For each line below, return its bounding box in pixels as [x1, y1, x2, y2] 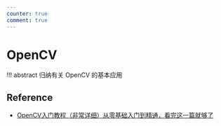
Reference [6, 92, 53, 104]
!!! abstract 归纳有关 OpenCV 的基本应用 [6, 71, 123, 79]
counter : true [6, 10, 48, 17]
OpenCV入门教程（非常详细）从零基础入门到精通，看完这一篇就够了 [16, 111, 214, 120]
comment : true [6, 17, 48, 24]
